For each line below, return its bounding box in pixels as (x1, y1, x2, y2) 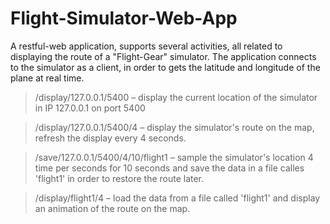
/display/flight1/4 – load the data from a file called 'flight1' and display (34, 192, 321, 204)
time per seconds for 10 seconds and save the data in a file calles (34, 162, 305, 174)
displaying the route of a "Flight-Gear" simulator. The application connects (10, 50, 317, 62)
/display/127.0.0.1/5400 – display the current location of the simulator (34, 91, 318, 103)
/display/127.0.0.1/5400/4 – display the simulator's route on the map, (34, 121, 315, 133)
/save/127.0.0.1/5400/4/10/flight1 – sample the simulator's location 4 (34, 151, 314, 163)
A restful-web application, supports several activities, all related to (10, 40, 283, 52)
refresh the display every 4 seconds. (34, 132, 187, 144)
